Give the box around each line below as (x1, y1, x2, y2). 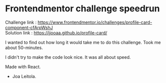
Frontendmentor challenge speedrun (5, 3, 160, 14)
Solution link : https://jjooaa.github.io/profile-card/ (5, 30, 108, 36)
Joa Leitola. (12, 73, 36, 79)
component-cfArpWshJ (5, 24, 53, 30)
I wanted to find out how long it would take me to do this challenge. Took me (5, 39, 161, 45)
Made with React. (5, 64, 41, 70)
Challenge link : (5, 19, 37, 25)
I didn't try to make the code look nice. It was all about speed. (5, 54, 131, 60)
